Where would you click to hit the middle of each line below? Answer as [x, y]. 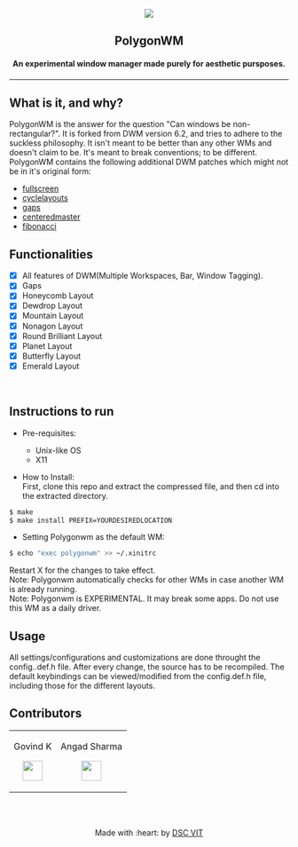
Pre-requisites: [49, 433]
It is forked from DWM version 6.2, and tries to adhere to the [172, 134]
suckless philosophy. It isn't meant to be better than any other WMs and [141, 143]
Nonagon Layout [52, 326]
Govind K [33, 746]
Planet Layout [47, 345]
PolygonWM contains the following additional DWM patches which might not [149, 162]
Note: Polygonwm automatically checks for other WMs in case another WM [146, 580]
